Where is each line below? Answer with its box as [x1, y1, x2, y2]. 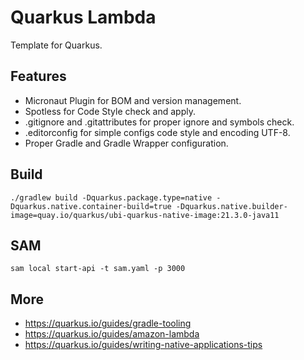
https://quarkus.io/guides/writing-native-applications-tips [24, 339, 263, 351]
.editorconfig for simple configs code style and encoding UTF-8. [24, 126, 291, 138]
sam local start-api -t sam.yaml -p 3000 [10, 264, 186, 274]
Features [10, 68, 67, 85]
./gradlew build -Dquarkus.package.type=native [10, 192, 213, 203]
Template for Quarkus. [10, 39, 103, 51]
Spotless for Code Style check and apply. [24, 105, 196, 117]
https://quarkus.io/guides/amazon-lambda [24, 328, 200, 340]
